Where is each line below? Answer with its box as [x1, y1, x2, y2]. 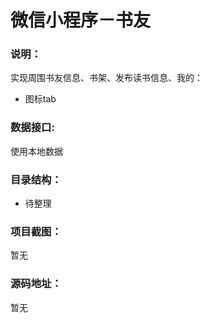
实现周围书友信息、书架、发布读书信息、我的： [10, 72, 203, 84]
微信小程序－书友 [10, 9, 152, 32]
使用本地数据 [10, 145, 63, 157]
